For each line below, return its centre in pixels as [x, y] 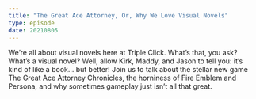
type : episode [32, 23]
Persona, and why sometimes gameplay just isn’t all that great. [110, 86]
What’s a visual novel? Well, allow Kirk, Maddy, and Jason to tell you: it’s [126, 61]
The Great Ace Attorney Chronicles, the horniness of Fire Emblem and [122, 78]
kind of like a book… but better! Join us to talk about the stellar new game [128, 70]
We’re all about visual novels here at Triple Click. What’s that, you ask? [123, 53]
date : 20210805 [33, 30]
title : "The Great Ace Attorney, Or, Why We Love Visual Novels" [118, 15]
